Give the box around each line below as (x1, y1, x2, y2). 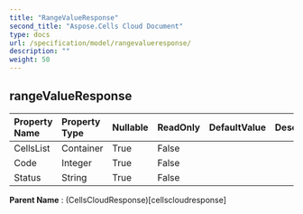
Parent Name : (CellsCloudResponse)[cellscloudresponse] (9, 194, 227, 205)
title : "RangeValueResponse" (9, 13, 119, 23)
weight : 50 (9, 55, 50, 64)
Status (14, 171, 41, 183)
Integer (61, 156, 92, 169)
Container (61, 142, 104, 154)
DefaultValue (208, 121, 267, 134)
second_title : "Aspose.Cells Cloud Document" (9, 22, 183, 31)
